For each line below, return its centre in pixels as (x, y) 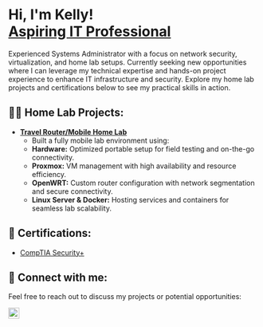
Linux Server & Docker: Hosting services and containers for (130, 199)
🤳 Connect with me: (58, 277)
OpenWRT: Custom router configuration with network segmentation (143, 183)
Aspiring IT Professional (90, 32)
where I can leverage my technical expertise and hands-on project (117, 70)
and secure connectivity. (72, 191)
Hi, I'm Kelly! (51, 15)
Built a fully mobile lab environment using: (100, 140)
